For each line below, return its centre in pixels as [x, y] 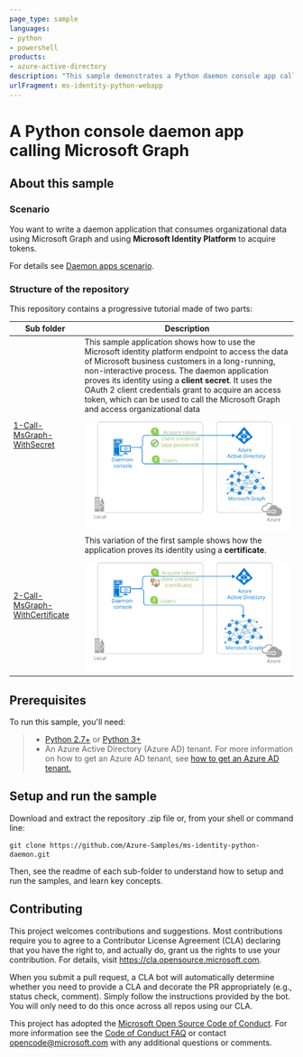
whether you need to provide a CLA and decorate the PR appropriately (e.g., [151, 987]
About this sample [62, 184]
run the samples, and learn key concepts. [86, 880]
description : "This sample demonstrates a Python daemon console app [143, 77]
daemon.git [30, 854]
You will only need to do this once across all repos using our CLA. [131, 1006]
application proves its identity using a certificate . [175, 550]
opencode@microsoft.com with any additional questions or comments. [141, 1043]
